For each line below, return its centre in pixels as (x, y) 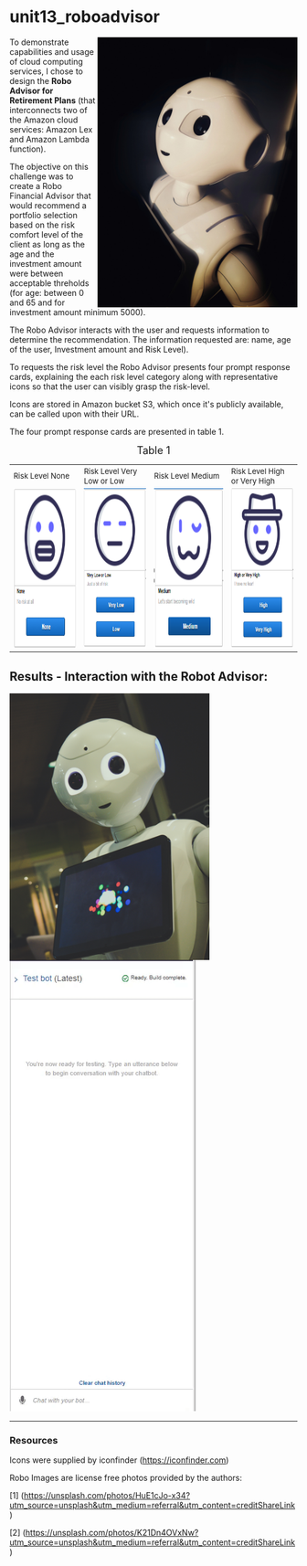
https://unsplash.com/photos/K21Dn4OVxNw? (112, 1533)
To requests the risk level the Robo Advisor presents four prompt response (150, 366)
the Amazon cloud (44, 120)
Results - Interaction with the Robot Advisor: (138, 677)
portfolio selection (43, 215)
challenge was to (42, 176)
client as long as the (47, 244)
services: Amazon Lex (51, 129)
